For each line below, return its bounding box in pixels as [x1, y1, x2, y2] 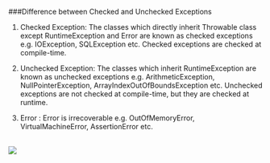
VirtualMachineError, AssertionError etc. [19, 122, 153, 131]
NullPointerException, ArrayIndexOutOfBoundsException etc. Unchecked [19, 80, 263, 90]
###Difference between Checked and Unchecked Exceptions [8, 7, 212, 16]
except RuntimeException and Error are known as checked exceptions [19, 31, 253, 40]
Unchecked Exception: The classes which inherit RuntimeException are [19, 63, 256, 73]
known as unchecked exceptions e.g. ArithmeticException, [19, 72, 215, 81]
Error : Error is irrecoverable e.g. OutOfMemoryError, [19, 113, 195, 123]
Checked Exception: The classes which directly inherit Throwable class [19, 22, 257, 31]
